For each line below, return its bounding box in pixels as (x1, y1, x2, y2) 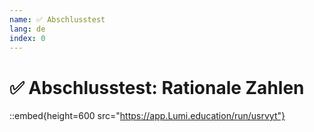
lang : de (9, 24, 46, 34)
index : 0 (9, 33, 46, 43)
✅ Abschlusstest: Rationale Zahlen (9, 76, 305, 99)
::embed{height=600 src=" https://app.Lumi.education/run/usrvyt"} (9, 110, 286, 122)
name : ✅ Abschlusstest (9, 14, 106, 25)
